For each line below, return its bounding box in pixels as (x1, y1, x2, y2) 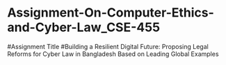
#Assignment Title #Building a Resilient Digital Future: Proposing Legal (7, 42, 209, 50)
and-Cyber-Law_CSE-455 (7, 19, 161, 35)
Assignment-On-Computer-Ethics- (7, 5, 214, 21)
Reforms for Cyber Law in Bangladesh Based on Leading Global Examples (7, 50, 219, 58)
